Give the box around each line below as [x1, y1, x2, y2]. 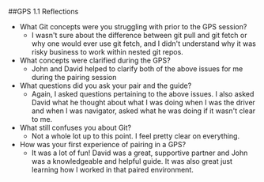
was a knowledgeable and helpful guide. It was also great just [31, 157, 233, 165]
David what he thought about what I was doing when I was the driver [31, 98, 255, 107]
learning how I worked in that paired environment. [31, 165, 194, 174]
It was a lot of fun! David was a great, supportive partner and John [31, 148, 248, 157]
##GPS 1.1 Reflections [8, 7, 79, 16]
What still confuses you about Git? [19, 123, 132, 132]
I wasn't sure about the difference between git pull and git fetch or [31, 31, 247, 40]
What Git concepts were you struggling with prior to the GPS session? [19, 22, 247, 31]
